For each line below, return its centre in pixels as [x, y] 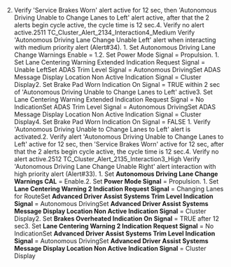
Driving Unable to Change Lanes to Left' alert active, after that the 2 [112, 18]
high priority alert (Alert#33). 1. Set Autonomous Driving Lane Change [116, 174]
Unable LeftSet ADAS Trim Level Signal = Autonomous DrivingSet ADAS [117, 70]
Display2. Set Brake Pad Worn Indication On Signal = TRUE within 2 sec [117, 84]
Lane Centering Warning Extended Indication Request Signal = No [109, 100]
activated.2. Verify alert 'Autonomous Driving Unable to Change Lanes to [119, 137]
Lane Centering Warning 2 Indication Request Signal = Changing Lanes [119, 189]
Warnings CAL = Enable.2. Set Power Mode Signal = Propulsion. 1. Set [116, 181]
